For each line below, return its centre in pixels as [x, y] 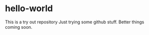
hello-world [29, 9]
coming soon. [19, 27]
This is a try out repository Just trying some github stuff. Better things [75, 22]
